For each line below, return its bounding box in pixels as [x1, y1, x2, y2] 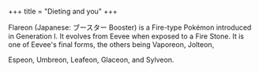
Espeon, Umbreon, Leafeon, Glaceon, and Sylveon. [8, 55, 175, 64]
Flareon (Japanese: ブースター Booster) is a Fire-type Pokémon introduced [8, 23, 252, 32]
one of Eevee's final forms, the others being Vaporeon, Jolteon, [8, 40, 215, 49]
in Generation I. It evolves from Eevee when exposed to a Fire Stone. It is [8, 31, 245, 41]
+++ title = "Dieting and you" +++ [8, 7, 118, 16]
